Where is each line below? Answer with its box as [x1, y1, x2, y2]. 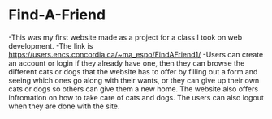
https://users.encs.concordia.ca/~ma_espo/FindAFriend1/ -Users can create [8, 49, 264, 59]
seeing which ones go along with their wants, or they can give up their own [8, 75, 260, 85]
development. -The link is [8, 40, 93, 50]
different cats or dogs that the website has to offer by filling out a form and [8, 66, 258, 76]
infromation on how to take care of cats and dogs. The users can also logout [8, 92, 264, 102]
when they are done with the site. [8, 101, 120, 111]
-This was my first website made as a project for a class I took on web [8, 32, 243, 42]
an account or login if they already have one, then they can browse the [8, 58, 245, 68]
